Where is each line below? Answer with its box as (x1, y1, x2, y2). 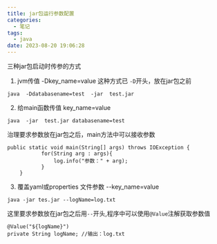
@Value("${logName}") (7, 223, 70, 230)
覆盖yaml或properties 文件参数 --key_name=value (17, 182, 160, 191)
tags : (7, 29, 23, 37)
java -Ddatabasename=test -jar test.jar (7, 91, 135, 97)
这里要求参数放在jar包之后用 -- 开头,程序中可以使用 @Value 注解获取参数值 (7, 209, 211, 218)
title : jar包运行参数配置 (7, 10, 75, 17)
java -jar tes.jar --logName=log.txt (7, 196, 116, 203)
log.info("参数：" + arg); (53, 158, 129, 165)
